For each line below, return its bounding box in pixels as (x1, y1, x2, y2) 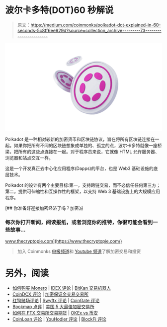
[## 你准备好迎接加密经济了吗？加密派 (5, 205, 83, 211)
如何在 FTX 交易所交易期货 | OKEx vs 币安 (12, 310, 98, 316)
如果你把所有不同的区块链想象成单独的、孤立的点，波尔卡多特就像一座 (13, 143, 158, 149)
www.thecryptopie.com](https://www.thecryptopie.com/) (5, 238, 122, 244)
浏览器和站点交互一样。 (5, 155, 53, 161)
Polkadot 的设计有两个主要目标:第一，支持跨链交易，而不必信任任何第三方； (5, 182, 161, 188)
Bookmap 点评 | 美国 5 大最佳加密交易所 (12, 304, 94, 310)
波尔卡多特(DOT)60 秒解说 (5, 4, 114, 16)
